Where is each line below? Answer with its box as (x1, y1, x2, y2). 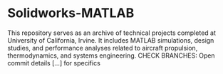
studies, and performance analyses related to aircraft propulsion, (7, 43, 198, 52)
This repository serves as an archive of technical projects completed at (7, 28, 216, 37)
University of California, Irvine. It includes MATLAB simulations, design (7, 36, 214, 44)
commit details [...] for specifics (7, 58, 101, 67)
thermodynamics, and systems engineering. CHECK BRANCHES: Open (7, 51, 215, 60)
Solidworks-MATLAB (7, 5, 135, 21)
